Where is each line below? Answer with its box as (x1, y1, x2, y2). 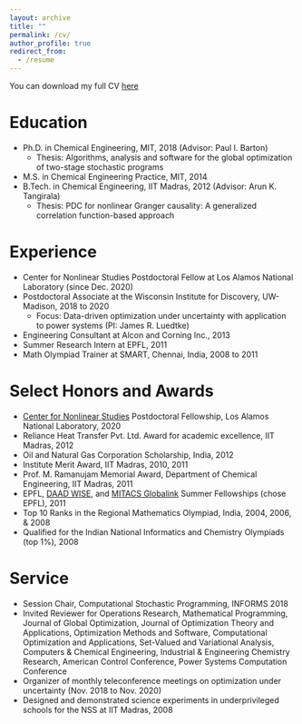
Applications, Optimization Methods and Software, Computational (22, 627, 268, 638)
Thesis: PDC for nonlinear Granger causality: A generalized (35, 200, 257, 211)
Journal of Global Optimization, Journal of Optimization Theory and (22, 617, 275, 628)
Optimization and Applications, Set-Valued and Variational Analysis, (22, 637, 275, 648)
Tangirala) (22, 190, 61, 201)
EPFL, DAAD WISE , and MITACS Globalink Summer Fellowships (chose (22, 488, 287, 499)
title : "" (9, 22, 47, 31)
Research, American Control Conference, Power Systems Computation (22, 656, 287, 667)
